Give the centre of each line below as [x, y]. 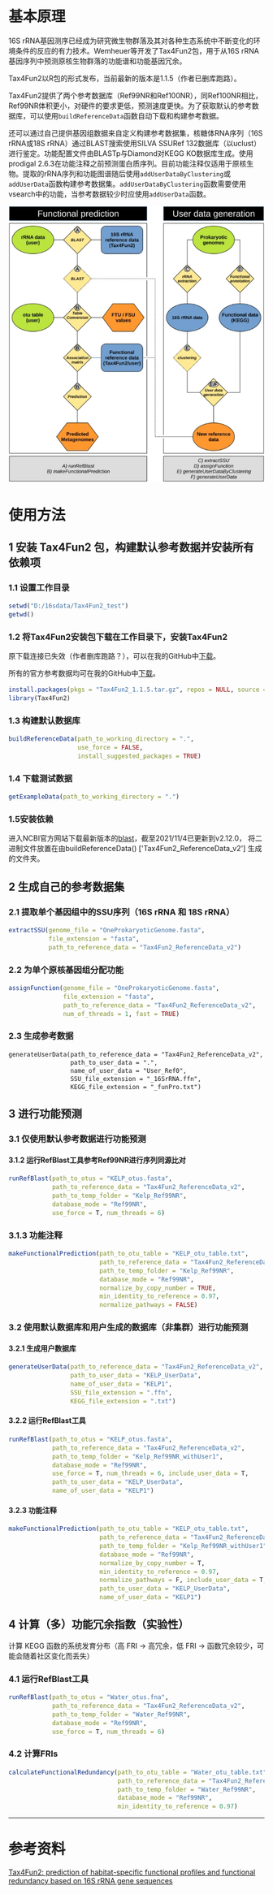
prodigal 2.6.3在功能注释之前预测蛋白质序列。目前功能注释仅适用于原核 [128, 163]
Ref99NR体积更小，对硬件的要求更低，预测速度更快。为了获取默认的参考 [130, 106]
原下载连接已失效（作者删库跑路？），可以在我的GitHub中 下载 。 [115, 656]
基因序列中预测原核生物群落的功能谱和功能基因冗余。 [97, 61]
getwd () [22, 615]
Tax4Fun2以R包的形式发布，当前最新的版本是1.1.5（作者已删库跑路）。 [125, 78]
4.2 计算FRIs [33, 1753]
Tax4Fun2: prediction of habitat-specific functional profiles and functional [132, 1872]
